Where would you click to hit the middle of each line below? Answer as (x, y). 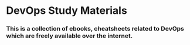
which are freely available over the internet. (69, 36)
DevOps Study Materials (67, 11)
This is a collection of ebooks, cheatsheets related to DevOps (95, 29)
